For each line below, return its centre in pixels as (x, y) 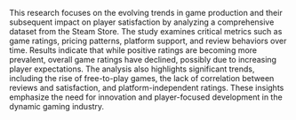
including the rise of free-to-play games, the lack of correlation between (142, 78)
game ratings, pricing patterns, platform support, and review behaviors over (148, 41)
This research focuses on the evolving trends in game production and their (146, 13)
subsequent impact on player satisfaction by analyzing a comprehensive (142, 22)
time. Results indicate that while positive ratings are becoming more (133, 50)
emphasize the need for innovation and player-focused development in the (146, 97)
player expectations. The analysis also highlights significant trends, (132, 69)
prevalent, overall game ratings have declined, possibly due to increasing (143, 60)
